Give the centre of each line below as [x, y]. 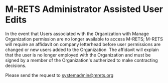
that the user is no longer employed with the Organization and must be [78, 55]
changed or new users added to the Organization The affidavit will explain [82, 49]
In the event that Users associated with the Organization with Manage [77, 33]
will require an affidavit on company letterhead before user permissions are [83, 44]
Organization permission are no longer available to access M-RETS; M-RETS [84, 39]
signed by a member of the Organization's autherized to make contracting [81, 60]
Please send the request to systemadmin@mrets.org [59, 75]
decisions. [16, 65]
